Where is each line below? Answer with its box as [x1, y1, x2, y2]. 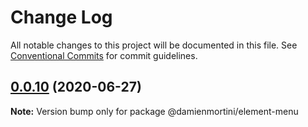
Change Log [10, 6, 113, 29]
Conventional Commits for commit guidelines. [10, 49, 198, 61]
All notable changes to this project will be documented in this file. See [10, 39, 298, 51]
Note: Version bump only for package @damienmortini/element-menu [10, 105, 299, 117]
